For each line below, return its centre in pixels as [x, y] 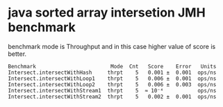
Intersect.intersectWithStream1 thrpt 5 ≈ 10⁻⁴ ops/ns [112, 90]
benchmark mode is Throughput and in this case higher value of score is [112, 46]
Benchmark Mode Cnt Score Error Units [112, 66]
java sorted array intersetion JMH [107, 13]
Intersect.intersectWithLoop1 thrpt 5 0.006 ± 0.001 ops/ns [112, 78]
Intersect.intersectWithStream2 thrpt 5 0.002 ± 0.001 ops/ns [112, 97]
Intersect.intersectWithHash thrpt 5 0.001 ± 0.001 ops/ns [112, 72]
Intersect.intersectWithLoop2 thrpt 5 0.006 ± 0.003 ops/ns [112, 84]
